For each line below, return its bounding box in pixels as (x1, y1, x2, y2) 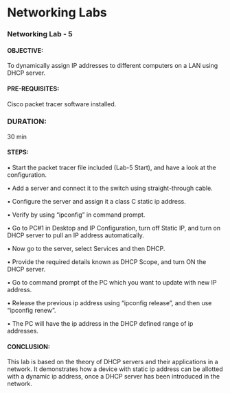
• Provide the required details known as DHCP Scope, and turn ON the (7, 258, 207, 266)
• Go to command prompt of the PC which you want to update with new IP (7, 278, 218, 287)
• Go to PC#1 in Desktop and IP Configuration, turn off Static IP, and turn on (7, 224, 221, 233)
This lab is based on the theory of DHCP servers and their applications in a (7, 358, 218, 366)
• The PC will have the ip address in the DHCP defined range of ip (7, 320, 194, 328)
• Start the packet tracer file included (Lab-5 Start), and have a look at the (7, 163, 216, 172)
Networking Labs (7, 5, 108, 21)
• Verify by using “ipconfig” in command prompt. (7, 211, 146, 219)
